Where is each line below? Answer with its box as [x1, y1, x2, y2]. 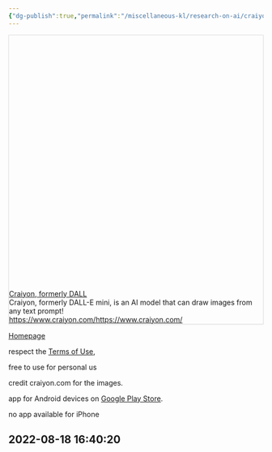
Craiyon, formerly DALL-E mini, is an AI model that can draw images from [9, 297, 253, 307]
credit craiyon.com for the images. [8, 377, 124, 387]
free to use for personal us [8, 362, 97, 372]
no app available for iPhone [8, 409, 100, 419]
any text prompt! [9, 305, 64, 316]
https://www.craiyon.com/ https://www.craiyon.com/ [9, 314, 183, 324]
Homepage [8, 330, 46, 340]
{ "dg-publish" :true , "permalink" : [8, 11, 121, 20]
